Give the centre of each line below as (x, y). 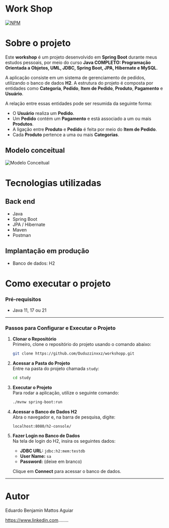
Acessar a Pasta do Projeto (41, 363)
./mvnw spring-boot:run (37, 402)
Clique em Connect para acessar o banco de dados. (67, 471)
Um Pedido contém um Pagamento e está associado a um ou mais (82, 119)
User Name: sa (35, 456)
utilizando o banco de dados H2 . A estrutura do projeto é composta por (79, 83)
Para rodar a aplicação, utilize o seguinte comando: (66, 393)
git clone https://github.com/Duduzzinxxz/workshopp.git (73, 354)
